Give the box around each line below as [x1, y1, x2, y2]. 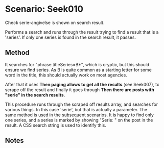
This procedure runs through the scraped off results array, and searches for [5, 101, 158, 107]
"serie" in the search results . [5, 92, 65, 98]
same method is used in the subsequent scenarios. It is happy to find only [5, 112, 154, 118]
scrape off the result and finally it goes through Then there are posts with [5, 87, 154, 93]
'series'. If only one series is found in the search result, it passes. [5, 34, 136, 40]
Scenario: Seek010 [5, 3, 84, 15]
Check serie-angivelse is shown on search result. [5, 20, 105, 25]
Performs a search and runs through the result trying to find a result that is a [5, 29, 159, 35]
